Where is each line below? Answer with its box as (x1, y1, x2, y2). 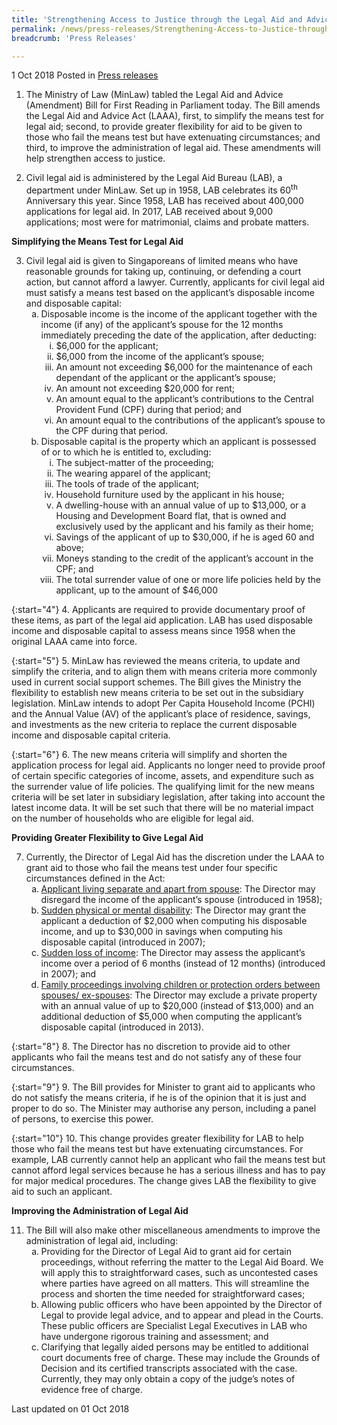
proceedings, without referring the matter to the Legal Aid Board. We (40, 1256, 324, 1268)
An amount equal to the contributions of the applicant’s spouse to (55, 414, 326, 426)
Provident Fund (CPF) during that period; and (55, 404, 242, 416)
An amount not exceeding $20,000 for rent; (55, 382, 236, 395)
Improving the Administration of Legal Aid (11, 1205, 189, 1217)
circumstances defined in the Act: (25, 872, 166, 885)
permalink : (11, 24, 57, 34)
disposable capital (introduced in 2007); (40, 936, 206, 948)
